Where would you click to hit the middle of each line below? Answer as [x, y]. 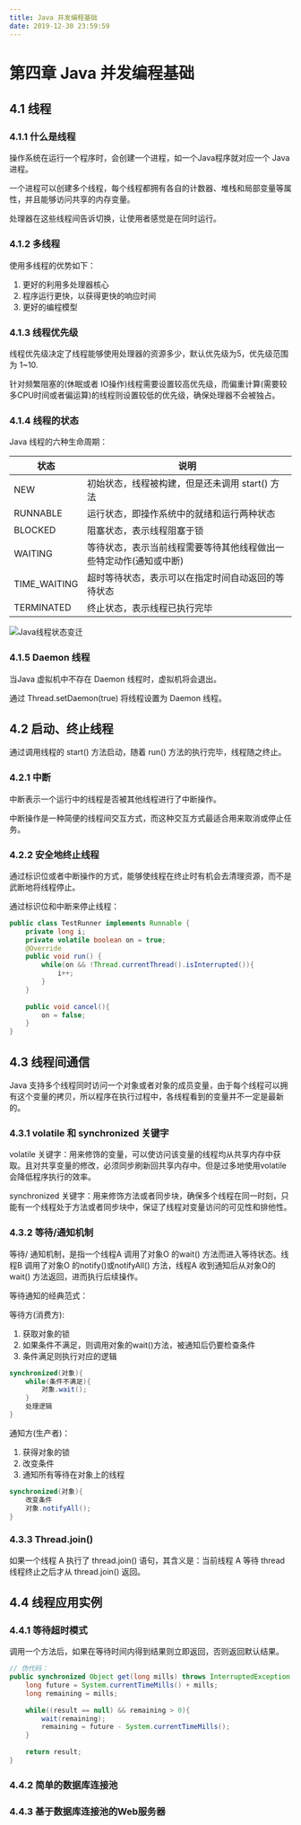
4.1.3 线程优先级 [44, 332]
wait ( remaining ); [73, 1719]
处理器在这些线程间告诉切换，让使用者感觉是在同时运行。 [115, 219]
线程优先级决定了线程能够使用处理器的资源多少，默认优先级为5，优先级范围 [149, 353]
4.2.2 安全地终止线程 [55, 855]
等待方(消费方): [37, 1314]
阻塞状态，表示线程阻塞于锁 [145, 531]
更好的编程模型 [50, 307]
